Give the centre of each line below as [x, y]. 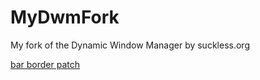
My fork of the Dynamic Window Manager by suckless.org [130, 45]
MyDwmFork [65, 17]
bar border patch [45, 64]
